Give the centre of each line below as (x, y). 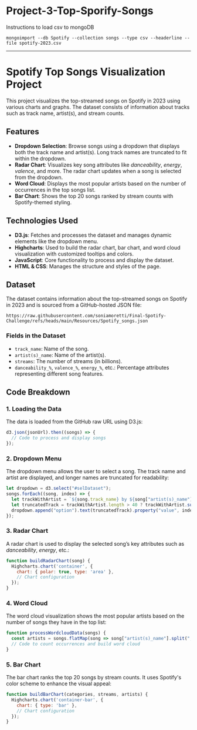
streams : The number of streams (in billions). (68, 361)
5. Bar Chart (23, 665)
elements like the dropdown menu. (56, 241)
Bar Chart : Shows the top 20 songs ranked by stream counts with (94, 196)
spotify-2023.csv (40, 43)
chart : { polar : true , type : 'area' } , (65, 572)
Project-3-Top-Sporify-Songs (80, 11)
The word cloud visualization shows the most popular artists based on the (95, 616)
